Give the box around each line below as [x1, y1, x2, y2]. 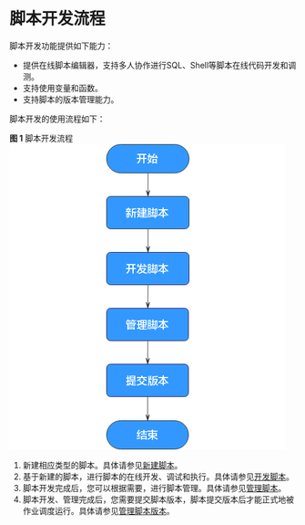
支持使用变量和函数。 [22, 82, 103, 93]
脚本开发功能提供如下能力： [9, 40, 114, 51]
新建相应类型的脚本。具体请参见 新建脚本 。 [22, 459, 183, 470]
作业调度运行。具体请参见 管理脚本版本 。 [22, 505, 175, 516]
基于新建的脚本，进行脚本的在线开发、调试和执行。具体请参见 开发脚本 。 [22, 471, 294, 482]
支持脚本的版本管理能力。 [22, 93, 119, 105]
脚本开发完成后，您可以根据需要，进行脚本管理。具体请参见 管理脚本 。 [22, 482, 287, 493]
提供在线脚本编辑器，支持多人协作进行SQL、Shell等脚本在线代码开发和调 [22, 59, 297, 70]
